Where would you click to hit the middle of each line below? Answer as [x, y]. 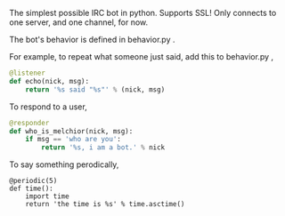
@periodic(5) [33, 181]
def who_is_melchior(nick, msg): [71, 131]
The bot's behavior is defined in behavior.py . [92, 40]
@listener [28, 73]
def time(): [31, 189]
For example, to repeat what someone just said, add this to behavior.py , [142, 56]
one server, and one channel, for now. [79, 22]
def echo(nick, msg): [49, 81]
